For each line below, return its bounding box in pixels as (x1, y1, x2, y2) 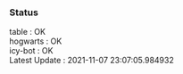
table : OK (9, 27, 46, 37)
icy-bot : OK (9, 45, 54, 56)
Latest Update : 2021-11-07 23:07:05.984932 (9, 55, 174, 66)
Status (9, 6, 38, 19)
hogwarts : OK (9, 36, 62, 46)
